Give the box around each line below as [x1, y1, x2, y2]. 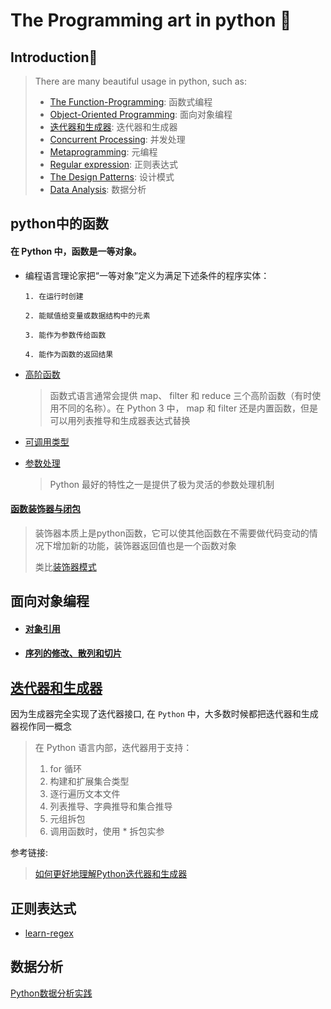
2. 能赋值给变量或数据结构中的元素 [24, 310, 151, 321]
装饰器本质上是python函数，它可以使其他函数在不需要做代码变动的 [34, 527, 310, 539]
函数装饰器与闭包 [10, 503, 81, 515]
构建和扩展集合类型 [49, 775, 130, 788]
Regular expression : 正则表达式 [49, 159, 178, 170]
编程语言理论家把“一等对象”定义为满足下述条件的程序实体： [24, 269, 270, 281]
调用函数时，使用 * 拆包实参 [49, 825, 165, 838]
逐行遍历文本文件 [49, 788, 121, 800]
